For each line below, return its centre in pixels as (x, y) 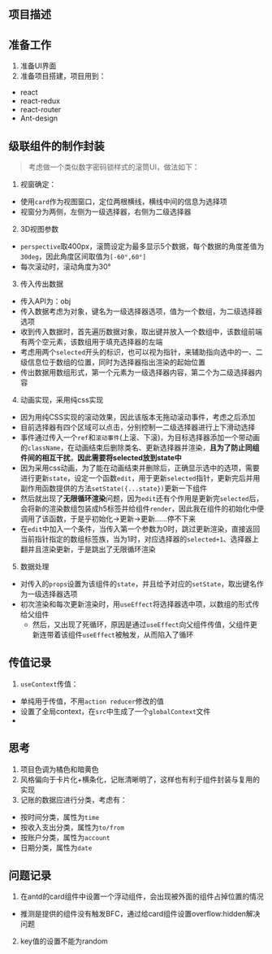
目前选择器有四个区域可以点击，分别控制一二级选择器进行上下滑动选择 (138, 427)
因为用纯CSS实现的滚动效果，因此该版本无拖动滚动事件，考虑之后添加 (138, 417)
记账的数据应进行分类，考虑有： (73, 799)
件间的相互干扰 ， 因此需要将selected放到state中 (101, 458)
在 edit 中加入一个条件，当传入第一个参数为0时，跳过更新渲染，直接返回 (140, 529)
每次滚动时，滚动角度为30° (65, 267)
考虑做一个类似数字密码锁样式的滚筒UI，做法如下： (114, 167)
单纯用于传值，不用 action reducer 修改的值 (92, 701)
